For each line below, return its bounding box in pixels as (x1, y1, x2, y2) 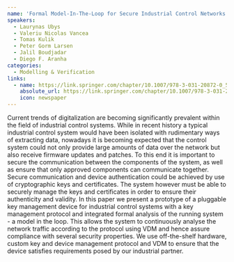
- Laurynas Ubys (13, 23, 61, 30)
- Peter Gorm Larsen (13, 43, 73, 49)
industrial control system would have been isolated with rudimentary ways (7, 128, 221, 137)
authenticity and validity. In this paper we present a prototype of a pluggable (7, 195, 226, 203)
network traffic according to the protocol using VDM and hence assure (7, 224, 210, 233)
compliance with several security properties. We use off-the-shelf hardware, (7, 232, 227, 240)
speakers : (7, 17, 36, 24)
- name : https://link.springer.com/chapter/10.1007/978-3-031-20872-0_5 (13, 82, 229, 88)
